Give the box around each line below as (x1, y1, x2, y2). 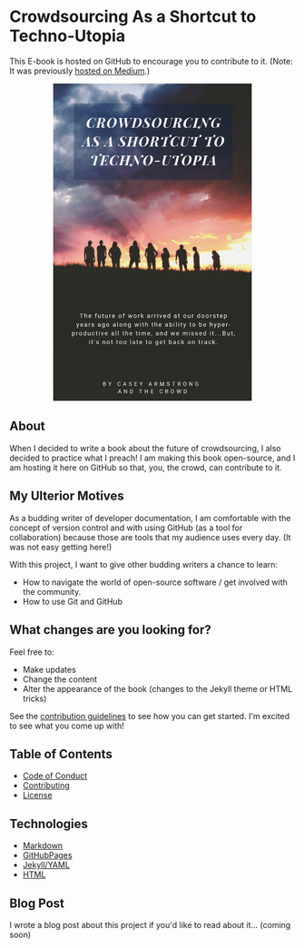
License (22, 790, 53, 801)
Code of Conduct (22, 770, 88, 782)
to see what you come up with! (9, 720, 125, 731)
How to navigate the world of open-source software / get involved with (22, 577, 289, 588)
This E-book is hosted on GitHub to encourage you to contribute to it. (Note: (9, 55, 293, 66)
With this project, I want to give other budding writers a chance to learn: (9, 558, 279, 569)
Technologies (9, 815, 89, 832)
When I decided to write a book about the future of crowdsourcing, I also (9, 442, 281, 453)
